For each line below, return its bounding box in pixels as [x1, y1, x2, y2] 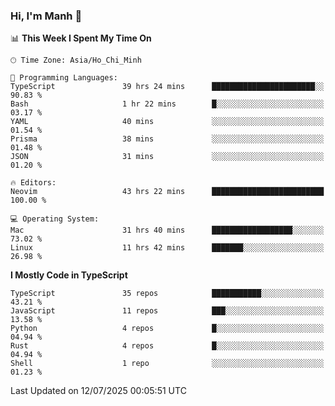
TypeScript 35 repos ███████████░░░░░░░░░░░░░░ [10, 289, 325, 299]
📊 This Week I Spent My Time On [10, 32, 152, 44]
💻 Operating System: [10, 214, 100, 224]
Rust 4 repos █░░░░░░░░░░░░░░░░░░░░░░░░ [10, 341, 325, 351]
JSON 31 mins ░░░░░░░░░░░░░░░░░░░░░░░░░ [10, 152, 325, 162]
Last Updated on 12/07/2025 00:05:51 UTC [10, 385, 187, 397]
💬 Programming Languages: [10, 73, 118, 83]
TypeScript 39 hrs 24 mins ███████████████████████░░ [10, 82, 325, 92]
